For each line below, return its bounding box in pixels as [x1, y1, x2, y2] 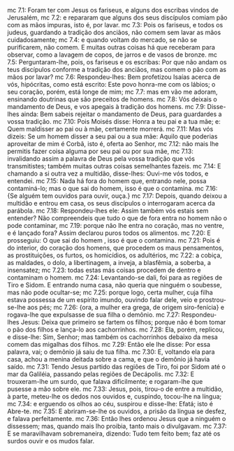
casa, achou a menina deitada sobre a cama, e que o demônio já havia [7, 355, 210, 363]
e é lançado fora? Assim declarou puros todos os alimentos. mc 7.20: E [7, 229, 211, 237]
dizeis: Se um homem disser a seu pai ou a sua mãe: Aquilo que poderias [7, 132, 218, 141]
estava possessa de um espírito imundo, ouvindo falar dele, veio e [7, 296, 198, 303]
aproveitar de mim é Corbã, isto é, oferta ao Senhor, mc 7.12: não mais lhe [7, 140, 219, 148]
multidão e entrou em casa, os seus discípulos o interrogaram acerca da [7, 199, 215, 207]
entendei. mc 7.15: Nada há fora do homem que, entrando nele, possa [7, 177, 207, 185]
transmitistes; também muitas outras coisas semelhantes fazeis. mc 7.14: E [7, 162, 221, 170]
